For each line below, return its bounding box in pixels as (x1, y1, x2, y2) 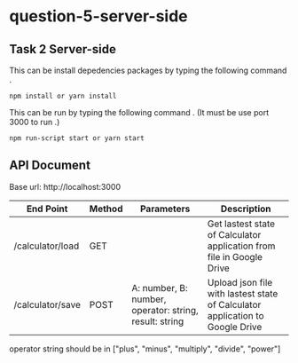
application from (207, 240, 276, 252)
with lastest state (207, 287, 278, 299)
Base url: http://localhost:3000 (9, 181, 122, 192)
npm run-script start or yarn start (9, 134, 145, 143)
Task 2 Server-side (9, 42, 117, 57)
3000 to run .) (9, 117, 60, 127)
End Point (26, 202, 68, 215)
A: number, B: (131, 281, 188, 294)
